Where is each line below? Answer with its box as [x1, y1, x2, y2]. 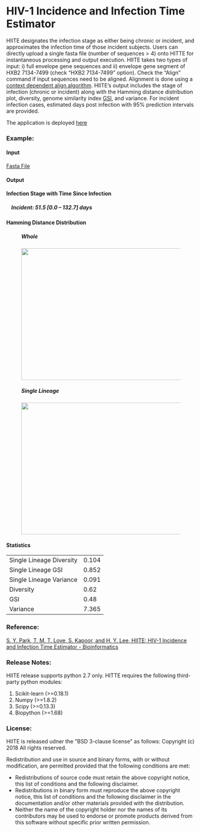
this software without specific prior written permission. [14, 819, 151, 826]
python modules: [20, 678, 63, 685]
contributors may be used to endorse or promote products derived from [14, 812, 193, 820]
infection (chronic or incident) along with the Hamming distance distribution [6, 88, 193, 95]
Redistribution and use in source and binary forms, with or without [6, 756, 170, 763]
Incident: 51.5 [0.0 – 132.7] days [11, 204, 92, 211]
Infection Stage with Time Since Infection [6, 190, 112, 197]
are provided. [6, 107, 40, 114]
